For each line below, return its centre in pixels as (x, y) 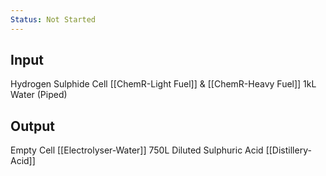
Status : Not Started (53, 19)
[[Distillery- (288, 150)
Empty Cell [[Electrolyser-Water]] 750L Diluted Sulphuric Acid (137, 150)
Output (32, 126)
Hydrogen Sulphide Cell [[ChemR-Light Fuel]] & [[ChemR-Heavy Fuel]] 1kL (163, 84)
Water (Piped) (39, 95)
